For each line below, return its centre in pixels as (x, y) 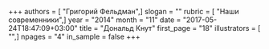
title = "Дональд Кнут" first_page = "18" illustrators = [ (170, 28)
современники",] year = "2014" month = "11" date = (95, 20)
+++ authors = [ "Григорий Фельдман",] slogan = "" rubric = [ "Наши (124, 11)
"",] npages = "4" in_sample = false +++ (74, 36)
